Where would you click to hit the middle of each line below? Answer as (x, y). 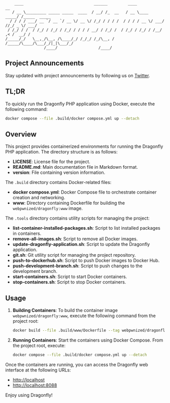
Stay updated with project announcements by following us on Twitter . (78, 75)
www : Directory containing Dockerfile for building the (69, 203)
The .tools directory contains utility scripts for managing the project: (77, 218)
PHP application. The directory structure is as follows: (61, 152)
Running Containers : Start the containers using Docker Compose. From (88, 340)
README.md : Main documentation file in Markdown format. (75, 167)
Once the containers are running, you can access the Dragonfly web (77, 364)
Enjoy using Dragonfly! (29, 395)
